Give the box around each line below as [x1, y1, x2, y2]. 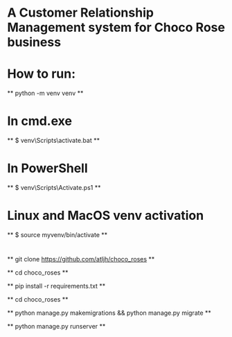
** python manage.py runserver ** [7, 322, 106, 331]
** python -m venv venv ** [7, 89, 84, 98]
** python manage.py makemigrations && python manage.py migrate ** [7, 309, 211, 317]
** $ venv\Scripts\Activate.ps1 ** [7, 184, 101, 191]
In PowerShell [7, 161, 88, 176]
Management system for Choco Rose [7, 19, 225, 35]
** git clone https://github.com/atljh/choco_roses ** [7, 255, 155, 263]
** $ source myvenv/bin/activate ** [7, 230, 108, 239]
